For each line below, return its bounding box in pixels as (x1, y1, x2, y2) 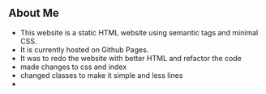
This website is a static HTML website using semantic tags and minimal (19, 27, 259, 37)
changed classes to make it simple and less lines (19, 70, 183, 80)
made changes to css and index (19, 62, 127, 72)
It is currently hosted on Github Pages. (19, 44, 149, 55)
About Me (8, 6, 59, 20)
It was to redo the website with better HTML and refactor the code (19, 53, 242, 63)
